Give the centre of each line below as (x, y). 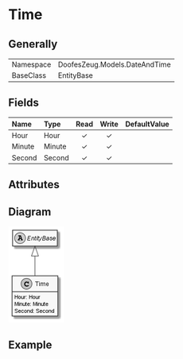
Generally (33, 44)
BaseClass (29, 75)
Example (30, 344)
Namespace (31, 64)
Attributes (34, 185)
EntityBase (75, 75)
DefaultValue (147, 124)
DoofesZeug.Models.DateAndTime (114, 64)
